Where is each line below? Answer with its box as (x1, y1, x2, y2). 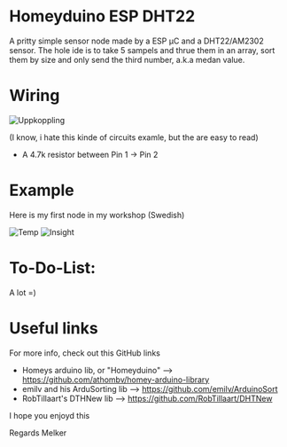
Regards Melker (9, 427, 67, 438)
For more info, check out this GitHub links (9, 348, 161, 358)
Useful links (9, 318, 99, 338)
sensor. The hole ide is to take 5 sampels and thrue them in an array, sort (9, 44, 275, 55)
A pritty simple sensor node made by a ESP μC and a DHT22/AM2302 (9, 35, 264, 46)
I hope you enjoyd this (9, 410, 90, 420)
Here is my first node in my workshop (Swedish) (9, 209, 185, 220)
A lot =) (9, 286, 37, 298)
